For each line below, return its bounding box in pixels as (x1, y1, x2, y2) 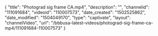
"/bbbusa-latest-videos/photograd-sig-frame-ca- (51, 20, 153, 26)
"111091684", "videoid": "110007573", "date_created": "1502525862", (4, 9, 146, 15)
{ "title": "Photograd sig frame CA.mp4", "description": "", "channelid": (4, 4, 149, 10)
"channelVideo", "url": (4, 20, 50, 26)
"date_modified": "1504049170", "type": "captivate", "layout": (4, 15, 131, 20)
